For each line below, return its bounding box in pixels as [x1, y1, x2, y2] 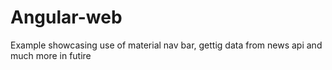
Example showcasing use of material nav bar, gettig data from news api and [10, 39, 323, 51]
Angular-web [10, 6, 123, 29]
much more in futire [10, 49, 92, 61]
